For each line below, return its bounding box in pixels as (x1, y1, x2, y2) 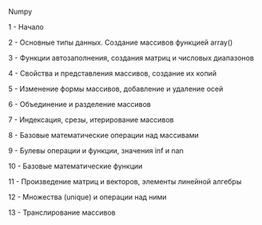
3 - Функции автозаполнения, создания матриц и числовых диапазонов (8, 53, 254, 62)
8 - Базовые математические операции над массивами (8, 131, 200, 140)
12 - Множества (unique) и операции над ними (8, 192, 167, 202)
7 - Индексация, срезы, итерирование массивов (8, 115, 174, 124)
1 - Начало (8, 22, 44, 31)
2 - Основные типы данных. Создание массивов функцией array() (8, 37, 233, 47)
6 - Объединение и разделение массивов (8, 100, 152, 109)
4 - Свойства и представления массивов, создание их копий (8, 69, 217, 78)
